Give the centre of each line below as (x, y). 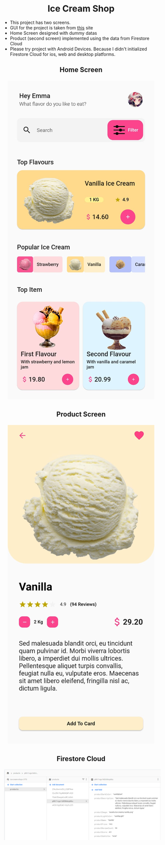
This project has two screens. (40, 22)
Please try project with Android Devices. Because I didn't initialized (79, 49)
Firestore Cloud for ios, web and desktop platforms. (63, 54)
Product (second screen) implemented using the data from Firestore (80, 38)
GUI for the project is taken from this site (51, 27)
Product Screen (81, 415)
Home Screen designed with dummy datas (53, 33)
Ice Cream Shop (81, 9)
